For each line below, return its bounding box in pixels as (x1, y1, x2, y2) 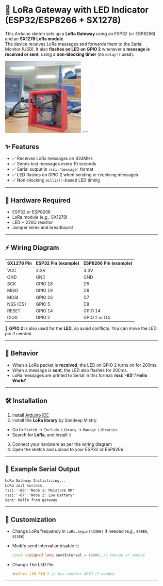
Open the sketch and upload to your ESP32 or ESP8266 (12, 446, 124, 452)
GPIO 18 (35, 281, 53, 287)
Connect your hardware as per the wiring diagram (12, 441, 112, 447)
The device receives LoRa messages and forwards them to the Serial (5, 41, 143, 47)
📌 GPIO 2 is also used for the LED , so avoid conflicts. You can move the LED (5, 325, 157, 331)
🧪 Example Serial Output (5, 465, 80, 473)
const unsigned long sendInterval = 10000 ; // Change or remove (12, 553, 145, 558)
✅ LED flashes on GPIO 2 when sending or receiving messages (12, 172, 138, 178)
